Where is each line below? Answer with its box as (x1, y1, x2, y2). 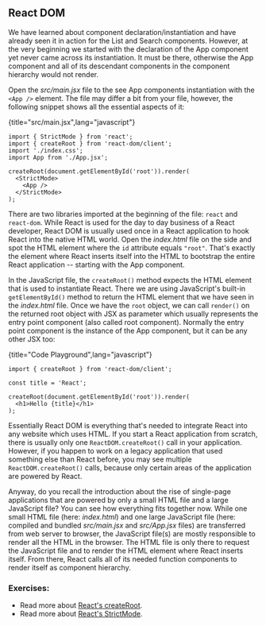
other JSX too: (8, 334, 56, 344)
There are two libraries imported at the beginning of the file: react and (8, 209, 238, 218)
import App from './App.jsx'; (8, 153, 109, 161)
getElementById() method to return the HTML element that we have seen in (8, 292, 254, 301)
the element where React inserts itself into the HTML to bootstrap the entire (8, 251, 256, 261)
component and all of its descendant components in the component (8, 61, 230, 71)
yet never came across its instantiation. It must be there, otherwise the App (8, 52, 254, 62)
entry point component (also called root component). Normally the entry (8, 317, 245, 327)
